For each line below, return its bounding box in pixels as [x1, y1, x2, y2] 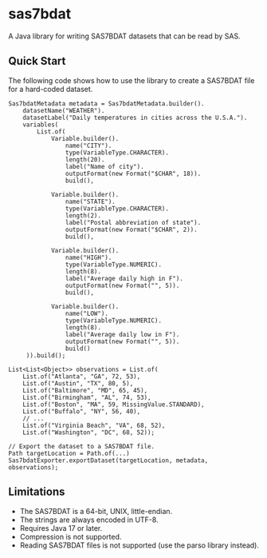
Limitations [8, 485, 65, 499]
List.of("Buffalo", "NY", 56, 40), [22, 407, 141, 416]
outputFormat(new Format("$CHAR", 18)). [65, 169, 202, 177]
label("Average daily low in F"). [65, 330, 180, 338]
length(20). [65, 155, 105, 164]
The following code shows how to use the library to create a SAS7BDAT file [8, 75, 255, 85]
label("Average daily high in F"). [65, 274, 183, 282]
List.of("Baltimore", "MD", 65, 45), [22, 386, 148, 394]
